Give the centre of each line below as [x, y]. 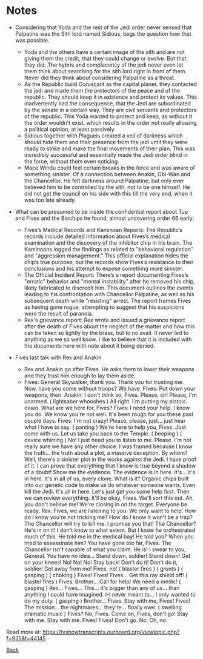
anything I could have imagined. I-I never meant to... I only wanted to [110, 594]
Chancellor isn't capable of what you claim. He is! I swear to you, [105, 549]
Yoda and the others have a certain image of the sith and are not [104, 51]
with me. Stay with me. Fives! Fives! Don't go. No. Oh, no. [96, 620]
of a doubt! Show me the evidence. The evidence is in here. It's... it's [110, 472]
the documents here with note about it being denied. [90, 345]
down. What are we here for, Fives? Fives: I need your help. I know [107, 408]
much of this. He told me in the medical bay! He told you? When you [109, 536]
